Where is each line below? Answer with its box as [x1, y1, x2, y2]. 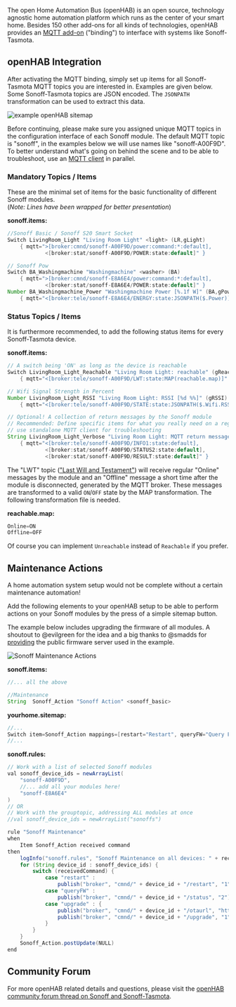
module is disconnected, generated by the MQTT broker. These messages [7, 481, 223, 489]
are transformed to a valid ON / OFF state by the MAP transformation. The [7, 488, 212, 496]
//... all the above [7, 679, 68, 686]
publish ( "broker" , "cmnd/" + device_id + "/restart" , [57, 881, 218, 888]
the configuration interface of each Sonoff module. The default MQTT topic [7, 131, 225, 140]
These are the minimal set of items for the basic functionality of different [7, 188, 217, 196]
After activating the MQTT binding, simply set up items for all [7, 74, 183, 83]
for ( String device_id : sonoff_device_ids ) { [20, 861, 159, 869]
